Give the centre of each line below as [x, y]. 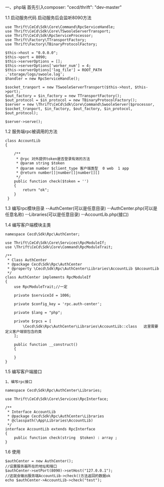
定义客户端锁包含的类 [23, 332]
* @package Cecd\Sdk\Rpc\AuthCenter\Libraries [56, 416]
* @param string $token [40, 163]
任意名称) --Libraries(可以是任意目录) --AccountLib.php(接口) [67, 214]
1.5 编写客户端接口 [24, 371]
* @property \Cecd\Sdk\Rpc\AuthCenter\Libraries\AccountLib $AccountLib [83, 269]
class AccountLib [23, 141]
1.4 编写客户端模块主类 [28, 225]
